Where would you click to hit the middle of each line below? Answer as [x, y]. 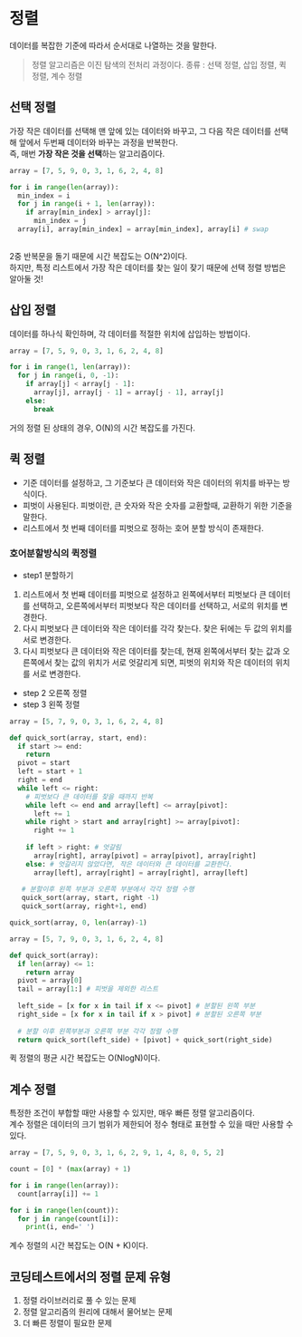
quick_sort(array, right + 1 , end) [84, 906]
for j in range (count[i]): [68, 1219]
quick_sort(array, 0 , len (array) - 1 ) [78, 923]
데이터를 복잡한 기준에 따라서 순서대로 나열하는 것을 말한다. [113, 45]
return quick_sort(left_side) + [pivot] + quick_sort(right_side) [145, 1040]
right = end [40, 780]
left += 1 [52, 814]
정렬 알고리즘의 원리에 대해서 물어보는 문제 [98, 1312]
